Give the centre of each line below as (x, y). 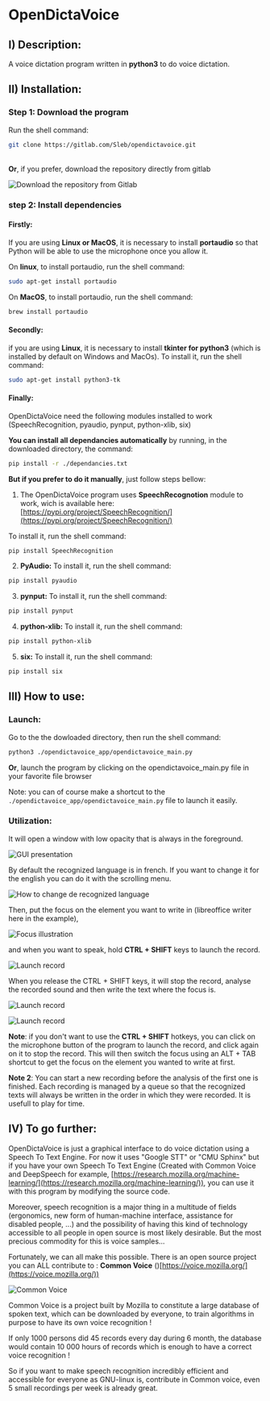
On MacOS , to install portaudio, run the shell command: (101, 297)
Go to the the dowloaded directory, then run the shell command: (115, 737)
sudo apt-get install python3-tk (64, 380)
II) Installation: (45, 89)
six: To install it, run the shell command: (86, 657)
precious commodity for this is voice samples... (87, 1241)
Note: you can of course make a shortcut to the (87, 792)
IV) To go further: (53, 1129)
